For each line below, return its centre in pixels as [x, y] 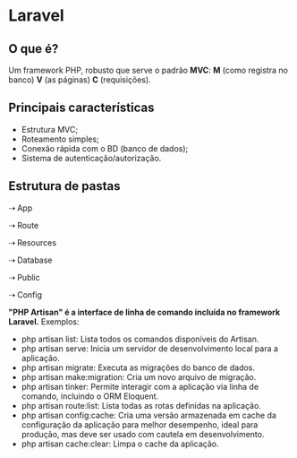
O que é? [34, 49]
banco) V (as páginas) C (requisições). [80, 80]
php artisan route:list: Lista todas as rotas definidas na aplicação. [141, 405]
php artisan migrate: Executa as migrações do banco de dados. [138, 367]
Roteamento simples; [60, 139]
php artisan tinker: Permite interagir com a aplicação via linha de [140, 386]
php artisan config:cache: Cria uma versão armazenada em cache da [148, 415]
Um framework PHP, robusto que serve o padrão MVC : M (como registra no [148, 70]
